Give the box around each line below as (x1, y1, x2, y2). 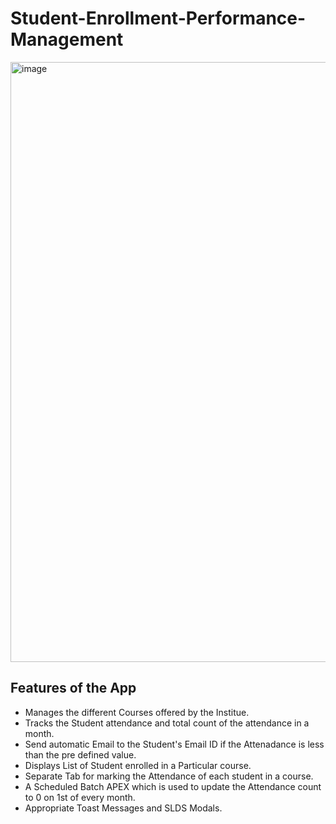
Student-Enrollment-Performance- (10, 7, 307, 30)
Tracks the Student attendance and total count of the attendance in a (24, 717, 310, 729)
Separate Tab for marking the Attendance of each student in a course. (24, 770, 314, 782)
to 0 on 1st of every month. (24, 791, 136, 803)
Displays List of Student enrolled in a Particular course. (24, 759, 252, 771)
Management (10, 28, 124, 51)
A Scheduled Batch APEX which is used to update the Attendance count (24, 780, 322, 792)
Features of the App (10, 680, 137, 697)
